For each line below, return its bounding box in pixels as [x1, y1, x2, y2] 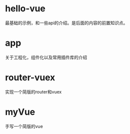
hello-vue [5, 3, 46, 14]
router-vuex [5, 72, 56, 83]
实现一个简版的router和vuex [5, 89, 62, 95]
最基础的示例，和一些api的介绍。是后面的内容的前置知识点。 [5, 20, 128, 26]
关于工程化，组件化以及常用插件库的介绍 [5, 54, 87, 60]
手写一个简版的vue [5, 123, 43, 129]
